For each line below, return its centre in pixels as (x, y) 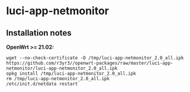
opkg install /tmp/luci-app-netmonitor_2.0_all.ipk (71, 74)
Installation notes (39, 33)
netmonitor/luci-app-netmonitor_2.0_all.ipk (62, 68)
